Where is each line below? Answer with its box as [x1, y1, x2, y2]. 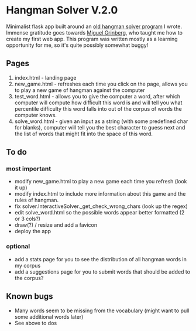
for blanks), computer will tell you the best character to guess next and [14, 124, 185, 131]
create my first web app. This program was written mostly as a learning [6, 35, 178, 42]
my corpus [14, 262, 41, 269]
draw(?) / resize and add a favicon [14, 221, 98, 228]
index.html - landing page [14, 74, 77, 81]
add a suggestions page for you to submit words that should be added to [14, 268, 191, 275]
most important [6, 165, 51, 173]
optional [6, 243, 30, 251]
